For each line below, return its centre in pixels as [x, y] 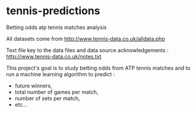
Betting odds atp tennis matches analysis [56, 27]
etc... [21, 104]
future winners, [33, 85]
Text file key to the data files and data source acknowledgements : [87, 50]
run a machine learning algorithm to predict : [61, 74]
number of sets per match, [47, 98]
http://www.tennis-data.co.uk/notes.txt [54, 56]
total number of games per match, [56, 92]
